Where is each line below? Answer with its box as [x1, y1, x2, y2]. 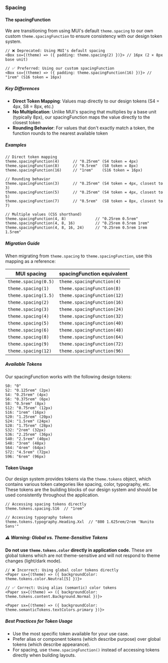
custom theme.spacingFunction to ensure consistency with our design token [5, 33, 162, 39]
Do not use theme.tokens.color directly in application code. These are [5, 547, 152, 554]
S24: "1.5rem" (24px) [5, 419, 51, 424]
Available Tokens [5, 361, 42, 367]
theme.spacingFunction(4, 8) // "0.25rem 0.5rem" [5, 216, 138, 222]
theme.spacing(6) [8, 327, 49, 333]
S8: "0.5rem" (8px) [5, 401, 46, 406]
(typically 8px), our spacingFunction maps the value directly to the [12, 114, 150, 120]
